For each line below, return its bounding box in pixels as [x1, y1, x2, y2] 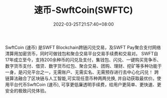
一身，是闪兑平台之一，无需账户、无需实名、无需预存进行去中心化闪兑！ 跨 [5, 69, 159, 75]
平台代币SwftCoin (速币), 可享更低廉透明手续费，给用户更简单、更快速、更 [9, 81, 162, 87]
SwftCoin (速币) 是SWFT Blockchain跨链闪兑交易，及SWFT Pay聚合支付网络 [5, 44, 161, 50]
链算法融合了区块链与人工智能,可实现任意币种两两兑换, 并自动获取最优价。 [5, 75, 158, 81]
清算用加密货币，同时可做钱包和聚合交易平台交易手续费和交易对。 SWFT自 [5, 50, 159, 56]
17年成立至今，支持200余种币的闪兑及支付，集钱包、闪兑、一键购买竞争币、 [5, 56, 162, 62]
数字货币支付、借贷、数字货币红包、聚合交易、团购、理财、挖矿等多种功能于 [5, 63, 162, 69]
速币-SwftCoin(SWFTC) [34, 4, 133, 16]
